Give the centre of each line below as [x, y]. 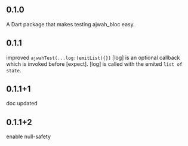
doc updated [22, 104]
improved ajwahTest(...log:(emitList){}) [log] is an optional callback [93, 57]
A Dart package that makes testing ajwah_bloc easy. [71, 24]
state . [14, 70]
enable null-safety [29, 136]
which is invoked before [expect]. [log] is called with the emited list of [94, 64]
